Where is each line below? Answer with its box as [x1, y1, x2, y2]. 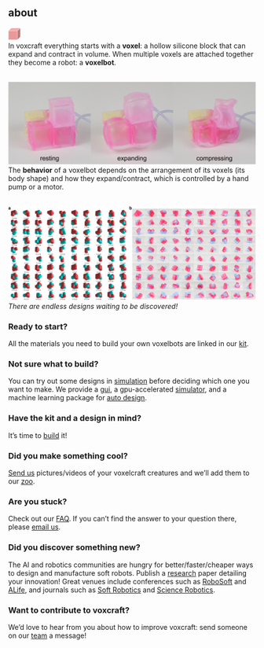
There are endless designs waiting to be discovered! [8, 301, 178, 311]
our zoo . [8, 477, 35, 486]
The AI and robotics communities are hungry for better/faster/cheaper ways [8, 560, 254, 569]
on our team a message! [8, 631, 86, 640]
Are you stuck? [8, 495, 68, 506]
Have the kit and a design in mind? [8, 413, 141, 424]
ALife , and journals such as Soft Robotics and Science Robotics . [8, 585, 216, 595]
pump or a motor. [8, 182, 64, 191]
